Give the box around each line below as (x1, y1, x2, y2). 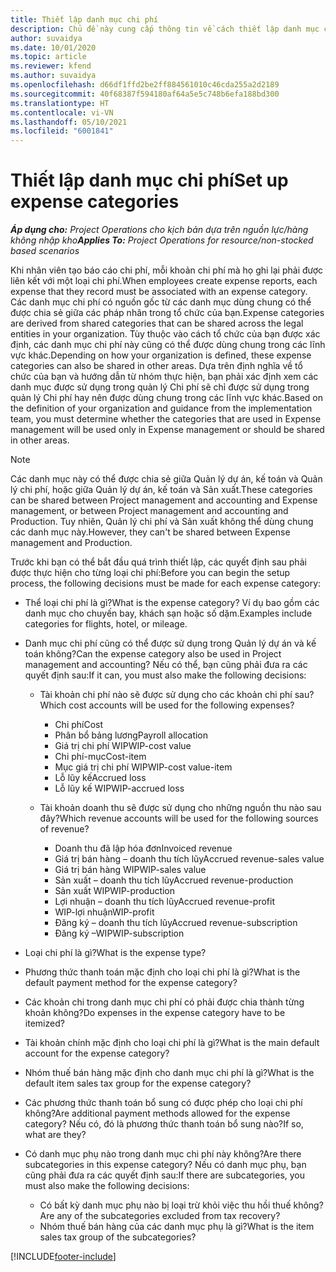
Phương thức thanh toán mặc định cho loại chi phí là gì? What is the (24, 966, 301, 978)
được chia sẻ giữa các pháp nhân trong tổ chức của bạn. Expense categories (10, 307, 325, 319)
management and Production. (10, 537, 133, 549)
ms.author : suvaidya (10, 71, 97, 81)
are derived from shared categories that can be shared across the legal (10, 317, 304, 330)
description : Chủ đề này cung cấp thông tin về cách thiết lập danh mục (10, 24, 320, 34)
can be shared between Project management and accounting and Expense (10, 494, 318, 506)
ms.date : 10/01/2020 (10, 42, 97, 53)
